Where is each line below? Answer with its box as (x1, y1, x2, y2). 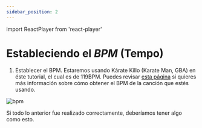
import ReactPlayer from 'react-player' (6, 25, 102, 33)
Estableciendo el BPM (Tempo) (6, 46, 164, 60)
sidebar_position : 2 (6, 8, 59, 15)
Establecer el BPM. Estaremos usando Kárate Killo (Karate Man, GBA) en (15, 66, 196, 74)
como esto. (6, 115, 34, 123)
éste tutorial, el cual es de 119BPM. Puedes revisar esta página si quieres (15, 73, 197, 80)
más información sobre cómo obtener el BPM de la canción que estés (15, 79, 189, 86)
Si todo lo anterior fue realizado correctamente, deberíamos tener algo (6, 109, 183, 117)
